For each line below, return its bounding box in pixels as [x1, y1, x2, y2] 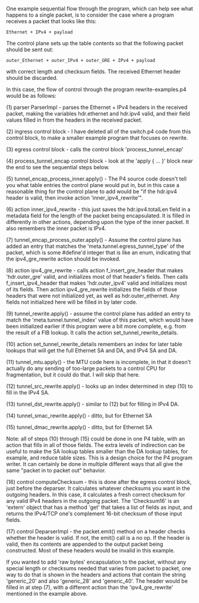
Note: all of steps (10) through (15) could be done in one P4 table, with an [6, 435, 185, 442]
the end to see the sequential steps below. [6, 164, 110, 170]
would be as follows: [6, 92, 56, 99]
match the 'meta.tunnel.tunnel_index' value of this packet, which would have [6, 316, 194, 324]
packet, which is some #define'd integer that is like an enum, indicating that [6, 249, 191, 256]
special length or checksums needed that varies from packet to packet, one [6, 565, 191, 571]
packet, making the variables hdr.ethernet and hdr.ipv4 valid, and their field [6, 110, 190, 117]
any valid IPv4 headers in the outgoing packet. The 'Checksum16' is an [6, 498, 180, 504]
